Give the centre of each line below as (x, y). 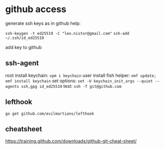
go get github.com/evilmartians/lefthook (50, 114)
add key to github (24, 47)
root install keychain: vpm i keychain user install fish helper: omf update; (81, 75)
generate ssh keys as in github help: (43, 23)
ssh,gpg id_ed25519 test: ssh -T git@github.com (71, 86)
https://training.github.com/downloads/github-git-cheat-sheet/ (71, 141)
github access (36, 9)
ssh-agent (22, 63)
